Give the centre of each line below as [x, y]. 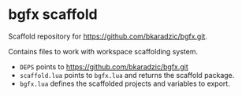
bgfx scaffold [53, 15]
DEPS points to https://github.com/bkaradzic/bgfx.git [104, 66]
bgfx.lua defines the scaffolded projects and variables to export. [125, 83]
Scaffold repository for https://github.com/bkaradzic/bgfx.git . [108, 36]
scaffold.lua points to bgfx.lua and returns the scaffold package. [127, 75]
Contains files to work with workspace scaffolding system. [103, 51]
